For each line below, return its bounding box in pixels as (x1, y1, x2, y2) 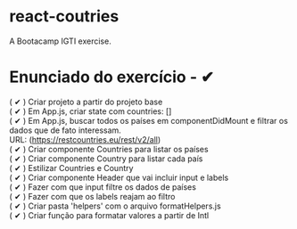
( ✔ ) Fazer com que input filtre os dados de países (9, 181, 196, 192)
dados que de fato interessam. (9, 125, 122, 135)
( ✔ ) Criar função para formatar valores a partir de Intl (9, 209, 210, 220)
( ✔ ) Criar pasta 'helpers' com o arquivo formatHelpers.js (9, 200, 221, 211)
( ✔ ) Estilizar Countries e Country (9, 162, 134, 173)
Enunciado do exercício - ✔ (9, 67, 214, 87)
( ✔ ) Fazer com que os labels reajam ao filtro (9, 191, 176, 201)
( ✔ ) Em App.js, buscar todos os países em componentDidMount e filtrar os (9, 115, 288, 126)
